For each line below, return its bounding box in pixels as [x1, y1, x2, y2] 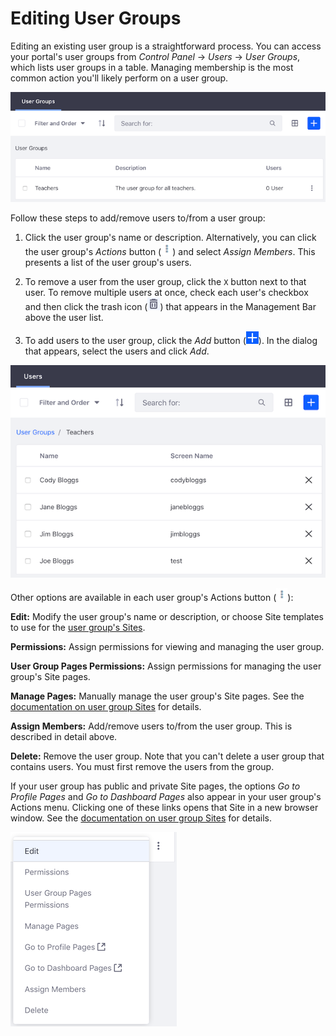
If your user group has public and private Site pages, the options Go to [10, 780, 301, 792]
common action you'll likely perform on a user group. [10, 72, 229, 84]
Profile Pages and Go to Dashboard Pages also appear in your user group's [10, 791, 322, 803]
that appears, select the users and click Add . [24, 345, 210, 357]
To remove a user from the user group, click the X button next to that [24, 276, 307, 288]
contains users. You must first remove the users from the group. [10, 761, 275, 773]
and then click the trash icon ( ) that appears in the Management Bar [24, 301, 317, 313]
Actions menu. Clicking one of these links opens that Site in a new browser [10, 802, 319, 814]
